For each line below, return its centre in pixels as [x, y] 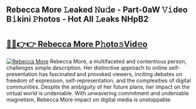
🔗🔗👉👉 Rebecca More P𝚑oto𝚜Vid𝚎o [77, 44]
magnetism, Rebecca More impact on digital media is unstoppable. [89, 99]
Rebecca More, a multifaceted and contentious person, [118, 61]
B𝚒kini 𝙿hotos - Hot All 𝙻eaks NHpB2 [77, 19]
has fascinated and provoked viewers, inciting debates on [111, 74]
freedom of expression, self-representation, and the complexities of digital [99, 81]
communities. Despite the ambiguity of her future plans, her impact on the [98, 87]
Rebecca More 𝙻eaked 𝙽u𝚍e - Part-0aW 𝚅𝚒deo [97, 10]
